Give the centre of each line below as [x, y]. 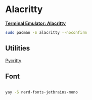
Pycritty [13, 60]
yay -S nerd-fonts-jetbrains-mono [42, 92]
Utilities [18, 48]
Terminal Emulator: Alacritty [36, 23]
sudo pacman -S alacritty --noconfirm [46, 32]
